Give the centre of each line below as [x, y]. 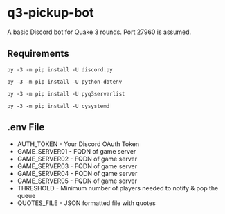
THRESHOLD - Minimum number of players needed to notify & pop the [118, 188]
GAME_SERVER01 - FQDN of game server [76, 151]
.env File [26, 127]
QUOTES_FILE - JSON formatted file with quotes [86, 203]
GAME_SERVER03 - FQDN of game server [77, 166]
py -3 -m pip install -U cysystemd [58, 106]
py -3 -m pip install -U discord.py [60, 70]
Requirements [38, 54]
